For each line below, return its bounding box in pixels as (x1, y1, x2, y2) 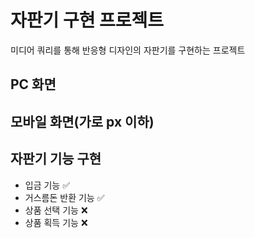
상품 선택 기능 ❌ (24, 204, 88, 216)
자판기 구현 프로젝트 (10, 9, 165, 32)
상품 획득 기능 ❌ (24, 216, 88, 228)
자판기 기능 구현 (10, 151, 102, 168)
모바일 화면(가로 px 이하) (10, 113, 155, 130)
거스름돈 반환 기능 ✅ (24, 191, 105, 203)
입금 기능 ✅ (24, 179, 71, 191)
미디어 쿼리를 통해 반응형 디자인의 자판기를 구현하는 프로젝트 (10, 44, 246, 56)
